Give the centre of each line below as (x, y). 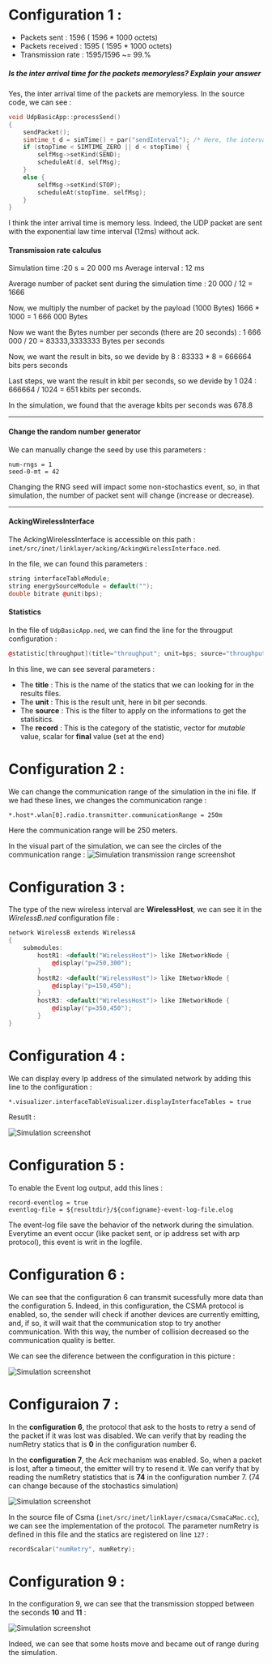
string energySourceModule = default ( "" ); (81, 586)
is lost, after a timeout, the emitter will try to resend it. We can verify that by (134, 1468)
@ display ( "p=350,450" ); (91, 1008)
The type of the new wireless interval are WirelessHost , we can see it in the (135, 909)
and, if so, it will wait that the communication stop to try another (115, 1323)
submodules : (43, 948)
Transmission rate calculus (55, 250)
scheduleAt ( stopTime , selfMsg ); (92, 192)
